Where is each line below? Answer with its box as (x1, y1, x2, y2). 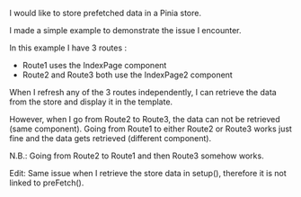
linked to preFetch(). (9, 177, 84, 188)
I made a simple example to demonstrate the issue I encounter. (9, 25, 242, 35)
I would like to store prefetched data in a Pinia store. (9, 8, 202, 18)
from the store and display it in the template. (9, 96, 173, 107)
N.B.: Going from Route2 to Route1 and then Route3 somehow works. (9, 150, 264, 161)
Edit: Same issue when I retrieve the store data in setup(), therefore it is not (9, 168, 288, 178)
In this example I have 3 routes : (9, 42, 128, 53)
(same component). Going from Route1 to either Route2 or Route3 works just (9, 123, 292, 134)
